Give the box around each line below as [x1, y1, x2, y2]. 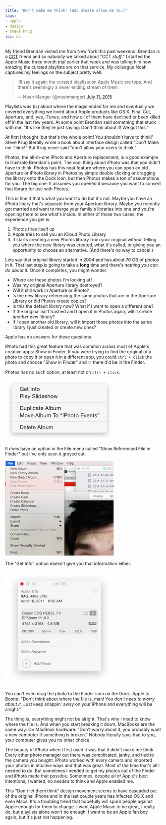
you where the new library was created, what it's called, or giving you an [12, 242, 161, 248]
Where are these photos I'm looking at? [12, 277, 93, 282]
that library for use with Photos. [5, 186, 69, 192]
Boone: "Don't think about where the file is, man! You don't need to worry [5, 696, 155, 702]
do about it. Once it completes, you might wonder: [5, 268, 108, 273]
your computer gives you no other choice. [5, 737, 91, 743]
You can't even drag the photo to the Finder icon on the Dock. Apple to [5, 691, 150, 696]
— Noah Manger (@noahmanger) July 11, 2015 [17, 94, 112, 100]
